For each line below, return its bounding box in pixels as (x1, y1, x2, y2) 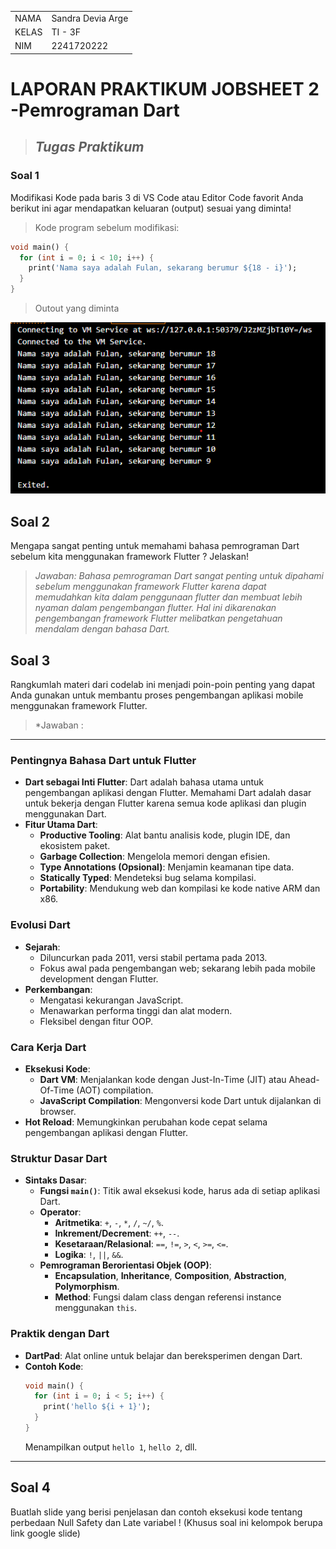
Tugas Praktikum (34, 139, 145, 156)
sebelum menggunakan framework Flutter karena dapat (34, 581, 267, 593)
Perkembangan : (24, 983, 93, 995)
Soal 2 (10, 513, 50, 530)
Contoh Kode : (24, 1360, 84, 1372)
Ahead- (288, 1073, 320, 1085)
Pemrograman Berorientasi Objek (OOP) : (39, 1259, 212, 1271)
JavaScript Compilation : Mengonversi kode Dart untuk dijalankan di (39, 1094, 322, 1106)
